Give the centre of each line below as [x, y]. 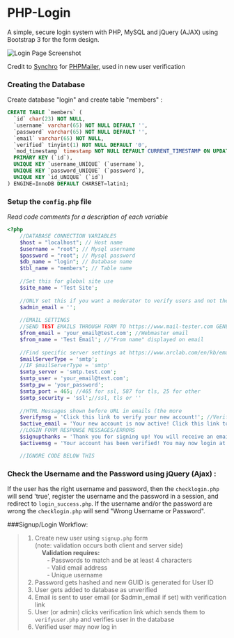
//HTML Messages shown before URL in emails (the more [101, 411]
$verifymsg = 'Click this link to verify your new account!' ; [112, 417]
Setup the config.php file [49, 201]
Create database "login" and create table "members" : [85, 100]
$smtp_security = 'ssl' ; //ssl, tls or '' [80, 398]
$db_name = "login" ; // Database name [76, 262]
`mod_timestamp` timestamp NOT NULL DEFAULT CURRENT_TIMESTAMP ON [112, 151]
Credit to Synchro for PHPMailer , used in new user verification [96, 66]
